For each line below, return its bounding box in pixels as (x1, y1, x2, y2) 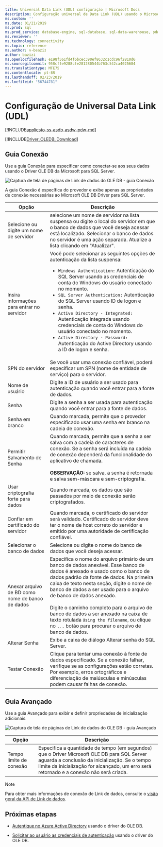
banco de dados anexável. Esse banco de (49, 562, 145, 569)
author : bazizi (5, 52, 36, 57)
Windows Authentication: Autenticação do (58, 267, 154, 274)
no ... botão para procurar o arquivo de (49, 622, 142, 629)
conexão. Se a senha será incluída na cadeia (49, 445, 151, 452)
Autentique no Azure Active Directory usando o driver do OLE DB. (12, 823, 144, 829)
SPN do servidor (7, 365, 45, 372)
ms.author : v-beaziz (5, 48, 47, 52)
